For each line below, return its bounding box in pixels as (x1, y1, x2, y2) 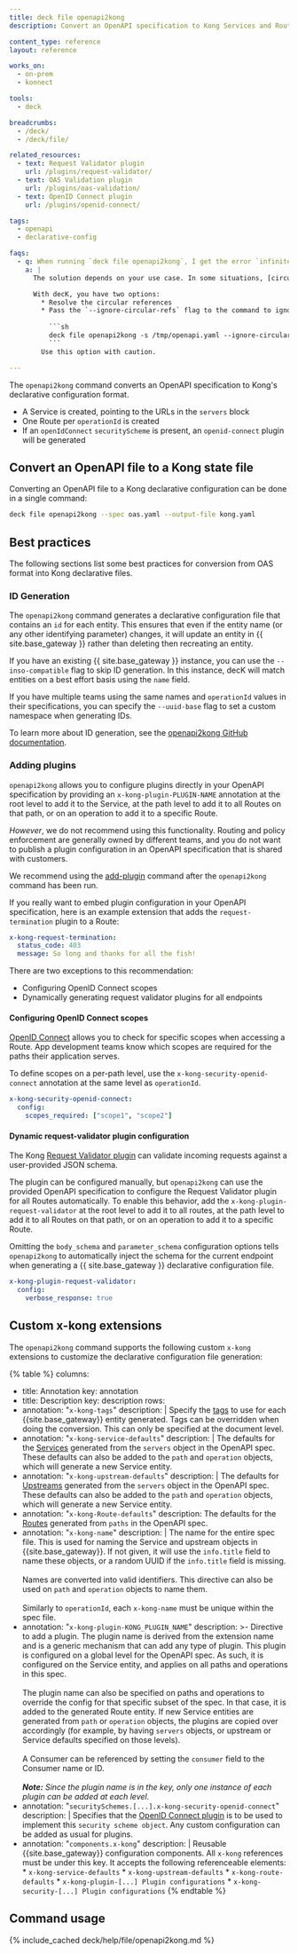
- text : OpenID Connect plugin (17, 192, 133, 201)
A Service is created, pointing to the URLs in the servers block (21, 406, 250, 417)
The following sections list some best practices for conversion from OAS (9, 558, 274, 569)
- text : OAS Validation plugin (17, 176, 133, 185)
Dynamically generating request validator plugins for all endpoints (21, 992, 263, 1003)
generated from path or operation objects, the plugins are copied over (21, 1715, 278, 1726)
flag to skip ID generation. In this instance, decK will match (70, 665, 286, 675)
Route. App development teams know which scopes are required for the (9, 1042, 272, 1052)
